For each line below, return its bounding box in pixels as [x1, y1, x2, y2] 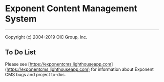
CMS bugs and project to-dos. [5, 71, 66, 77]
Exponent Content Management [5, 3, 138, 14]
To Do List [5, 48, 36, 57]
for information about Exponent [91, 66, 154, 72]
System [5, 13, 37, 24]
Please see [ [5, 61, 30, 67]
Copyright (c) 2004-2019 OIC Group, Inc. [5, 34, 88, 40]
